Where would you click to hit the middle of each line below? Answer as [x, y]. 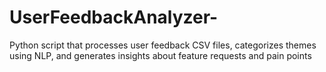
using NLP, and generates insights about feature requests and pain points [160, 55]
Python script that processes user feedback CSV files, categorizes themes [163, 45]
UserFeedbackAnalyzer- [114, 17]
